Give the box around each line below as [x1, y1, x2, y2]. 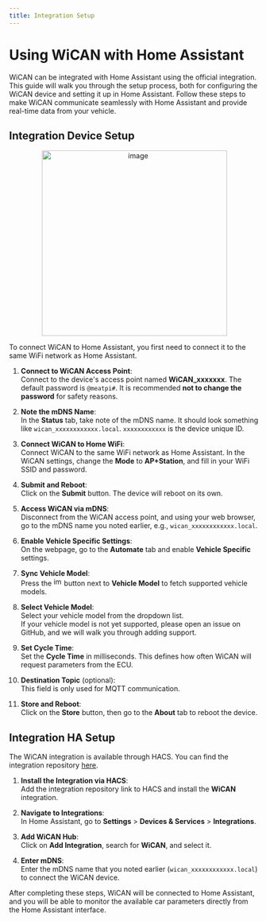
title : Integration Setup [9, 11, 94, 20]
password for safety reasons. [20, 391, 118, 402]
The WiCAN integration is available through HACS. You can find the [9, 752, 229, 762]
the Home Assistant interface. [9, 905, 106, 915]
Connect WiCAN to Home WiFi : [20, 439, 125, 449]
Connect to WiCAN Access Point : [20, 367, 133, 376]
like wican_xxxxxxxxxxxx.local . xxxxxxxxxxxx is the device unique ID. [20, 424, 245, 433]
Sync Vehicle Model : [20, 569, 91, 578]
